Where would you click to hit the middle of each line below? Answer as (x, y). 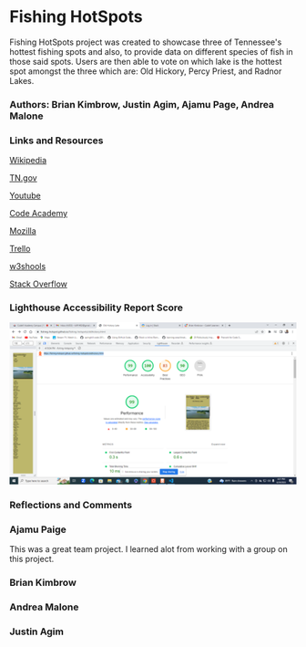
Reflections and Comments (71, 505)
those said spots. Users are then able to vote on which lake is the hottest (146, 61)
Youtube (25, 196)
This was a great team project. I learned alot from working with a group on (149, 549)
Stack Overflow (39, 284)
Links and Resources (56, 141)
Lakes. (22, 80)
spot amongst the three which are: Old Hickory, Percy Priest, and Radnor (146, 71)
